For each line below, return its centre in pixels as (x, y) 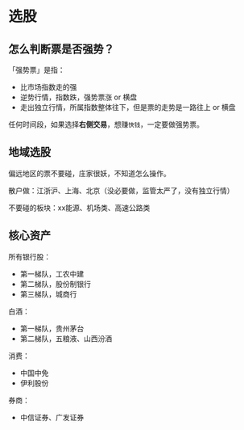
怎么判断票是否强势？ (61, 49)
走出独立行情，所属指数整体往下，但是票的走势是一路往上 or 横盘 (128, 107)
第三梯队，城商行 (48, 294)
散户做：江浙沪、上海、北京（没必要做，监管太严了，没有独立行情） (121, 190)
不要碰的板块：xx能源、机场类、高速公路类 (79, 208)
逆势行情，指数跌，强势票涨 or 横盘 (79, 97)
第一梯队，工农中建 (52, 274)
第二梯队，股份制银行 (55, 284)
